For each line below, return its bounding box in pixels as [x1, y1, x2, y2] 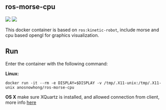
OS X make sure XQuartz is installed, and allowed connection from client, [5, 94, 160, 100]
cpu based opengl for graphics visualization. [5, 32, 99, 38]
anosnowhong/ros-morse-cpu [16, 85, 74, 90]
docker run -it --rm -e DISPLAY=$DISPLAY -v [5, 80, 102, 85]
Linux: [5, 70, 19, 77]
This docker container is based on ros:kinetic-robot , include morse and [5, 27, 159, 33]
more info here [5, 99, 37, 105]
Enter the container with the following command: [5, 60, 108, 67]
